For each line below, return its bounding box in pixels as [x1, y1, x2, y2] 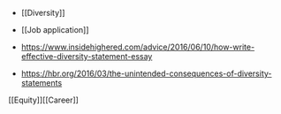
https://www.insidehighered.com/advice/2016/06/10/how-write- [20, 42, 255, 52]
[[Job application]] [20, 25, 89, 34]
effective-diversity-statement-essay [20, 51, 153, 61]
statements [20, 78, 63, 87]
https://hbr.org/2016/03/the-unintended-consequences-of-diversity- [20, 68, 272, 79]
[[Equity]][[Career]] [8, 95, 79, 105]
